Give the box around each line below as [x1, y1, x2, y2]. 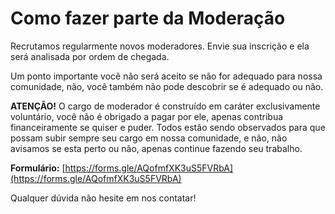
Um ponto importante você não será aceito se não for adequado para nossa [10, 70, 323, 82]
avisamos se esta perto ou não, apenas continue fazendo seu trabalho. [10, 142, 303, 154]
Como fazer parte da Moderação [10, 7, 286, 30]
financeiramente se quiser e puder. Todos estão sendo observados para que [10, 121, 326, 133]
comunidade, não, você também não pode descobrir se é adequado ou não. [10, 80, 324, 92]
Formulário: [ [10, 162, 66, 174]
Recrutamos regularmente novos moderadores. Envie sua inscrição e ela [10, 40, 310, 52]
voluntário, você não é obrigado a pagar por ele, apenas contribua [10, 110, 284, 122]
